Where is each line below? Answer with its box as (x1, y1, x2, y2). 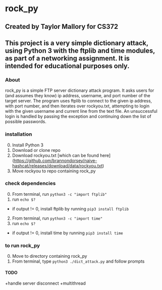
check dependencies (5, 180, 56, 187)
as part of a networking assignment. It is (5, 54, 130, 62)
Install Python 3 (12, 142, 44, 148)
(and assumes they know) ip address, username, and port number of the (5, 93, 151, 99)
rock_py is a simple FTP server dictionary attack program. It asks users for (5, 87, 154, 93)
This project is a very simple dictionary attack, (5, 39, 148, 47)
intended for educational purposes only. (5, 62, 130, 70)
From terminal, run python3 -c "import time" (12, 215, 103, 221)
